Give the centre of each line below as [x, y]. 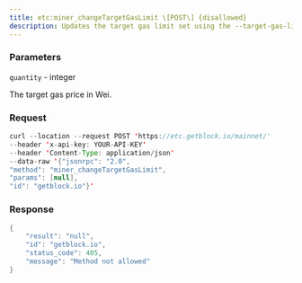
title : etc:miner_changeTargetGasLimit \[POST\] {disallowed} [128, 18]
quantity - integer [43, 76]
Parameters [35, 57]
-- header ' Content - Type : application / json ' [92, 153]
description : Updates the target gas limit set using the [120, 26]
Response [31, 209]
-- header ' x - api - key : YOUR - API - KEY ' [78, 145]
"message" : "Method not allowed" [88, 261]
